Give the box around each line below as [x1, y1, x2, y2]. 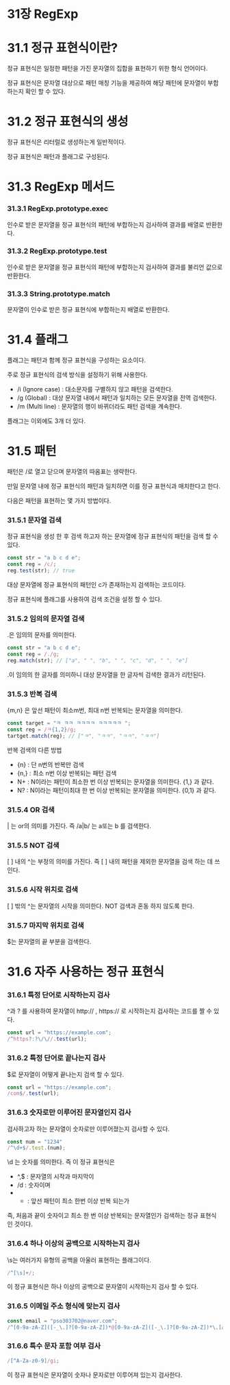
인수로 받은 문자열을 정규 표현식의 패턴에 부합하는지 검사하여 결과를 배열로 [7, 220, 205, 228]
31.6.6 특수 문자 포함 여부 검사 [7, 1341, 101, 1351]
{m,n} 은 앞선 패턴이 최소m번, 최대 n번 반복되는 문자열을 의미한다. [7, 706, 183, 714]
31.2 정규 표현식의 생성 [7, 114, 129, 130]
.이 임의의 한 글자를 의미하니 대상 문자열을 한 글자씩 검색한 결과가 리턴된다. [7, 670, 206, 679]
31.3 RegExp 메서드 [7, 179, 115, 195]
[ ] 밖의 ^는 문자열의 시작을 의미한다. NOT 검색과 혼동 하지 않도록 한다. [7, 902, 194, 910]
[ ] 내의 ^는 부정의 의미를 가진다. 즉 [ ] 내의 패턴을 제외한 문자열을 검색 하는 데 [7, 858, 214, 866]
